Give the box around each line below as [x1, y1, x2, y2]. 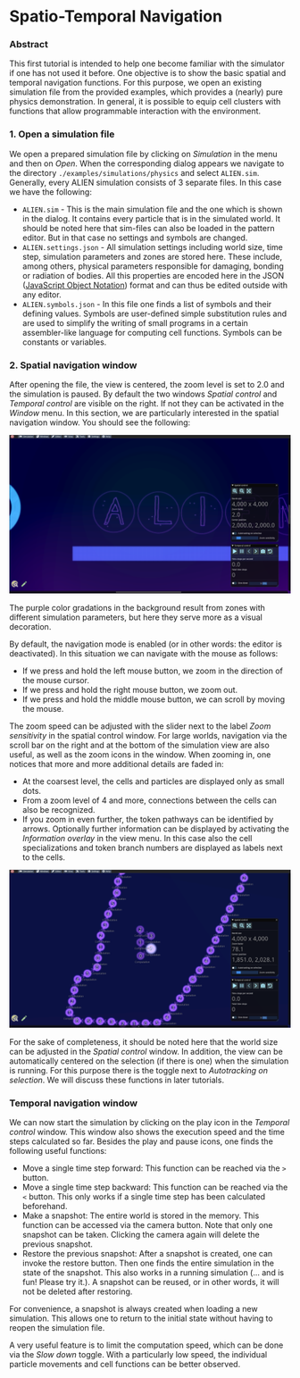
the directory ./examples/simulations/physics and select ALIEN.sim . [9, 167, 260, 178]
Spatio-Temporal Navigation [9, 6, 223, 27]
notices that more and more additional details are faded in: [9, 758, 224, 769]
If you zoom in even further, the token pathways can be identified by [21, 814, 274, 824]
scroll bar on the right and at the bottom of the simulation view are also [9, 739, 270, 750]
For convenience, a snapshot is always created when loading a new [9, 1304, 258, 1315]
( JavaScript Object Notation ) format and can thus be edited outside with [21, 280, 288, 290]
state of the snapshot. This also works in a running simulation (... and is [21, 1267, 284, 1278]
